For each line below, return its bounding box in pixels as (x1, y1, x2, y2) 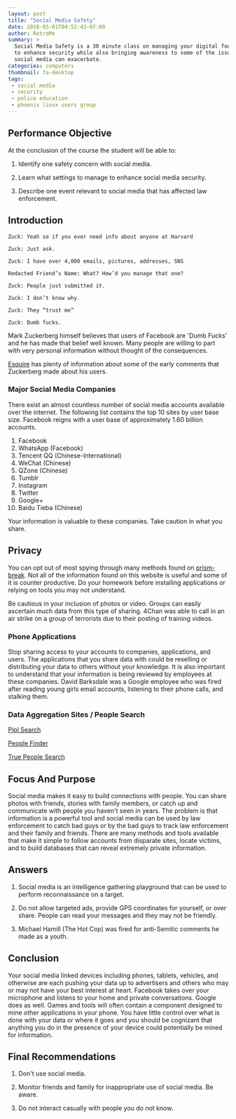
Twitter (18, 488, 39, 497)
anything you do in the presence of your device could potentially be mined (8, 1023, 223, 1031)
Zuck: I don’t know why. (8, 294, 81, 301)
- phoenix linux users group (11, 102, 97, 109)
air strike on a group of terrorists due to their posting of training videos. (8, 614, 214, 622)
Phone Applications (8, 631, 76, 641)
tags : (8, 75, 24, 83)
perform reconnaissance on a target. (18, 890, 125, 898)
